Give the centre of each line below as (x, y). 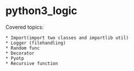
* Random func (23, 48)
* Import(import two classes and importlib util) (67, 38)
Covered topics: (25, 27)
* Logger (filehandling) (36, 43)
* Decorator (20, 53)
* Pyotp (15, 58)
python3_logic (41, 11)
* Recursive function (32, 63)
